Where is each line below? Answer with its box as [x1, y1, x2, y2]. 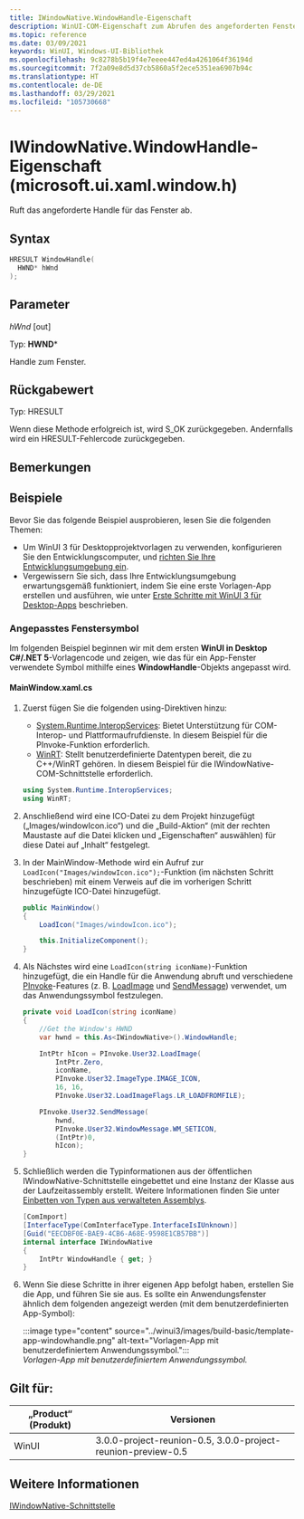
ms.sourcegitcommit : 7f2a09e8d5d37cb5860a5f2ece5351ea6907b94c [9, 64, 253, 73]
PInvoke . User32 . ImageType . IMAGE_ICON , [55, 1075, 202, 1084]
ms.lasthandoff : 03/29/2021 [9, 89, 116, 98]
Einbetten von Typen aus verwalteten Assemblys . [22, 1195, 207, 1206]
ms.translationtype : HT [9, 72, 100, 81]
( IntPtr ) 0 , [55, 1132, 97, 1142]
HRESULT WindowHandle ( [9, 255, 95, 264]
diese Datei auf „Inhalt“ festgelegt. [22, 839, 151, 850]
